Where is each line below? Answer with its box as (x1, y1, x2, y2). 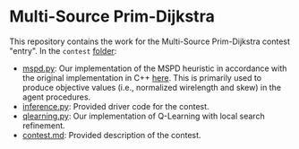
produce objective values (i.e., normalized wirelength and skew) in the (21, 82, 282, 92)
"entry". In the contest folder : (9, 45, 117, 56)
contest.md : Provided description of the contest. (21, 129, 201, 140)
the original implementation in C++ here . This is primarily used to (21, 72, 262, 83)
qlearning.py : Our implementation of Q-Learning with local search (21, 110, 266, 121)
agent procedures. (21, 92, 91, 102)
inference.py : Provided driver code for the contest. (21, 101, 209, 111)
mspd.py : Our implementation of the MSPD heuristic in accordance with (21, 63, 287, 74)
